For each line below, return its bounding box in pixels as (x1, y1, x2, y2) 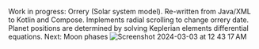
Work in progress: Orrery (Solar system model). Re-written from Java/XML (8, 7, 252, 16)
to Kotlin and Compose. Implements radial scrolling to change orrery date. (8, 15, 249, 24)
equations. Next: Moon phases (8, 32, 109, 41)
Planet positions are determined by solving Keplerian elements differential (8, 24, 249, 32)
